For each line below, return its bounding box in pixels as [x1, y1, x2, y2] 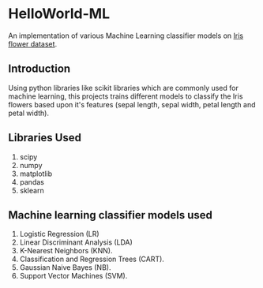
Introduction [8, 62, 71, 76]
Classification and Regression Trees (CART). [19, 254, 164, 264]
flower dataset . [8, 39, 58, 48]
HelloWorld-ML [8, 5, 111, 23]
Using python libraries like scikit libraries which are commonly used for [8, 83, 239, 92]
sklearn [19, 185, 45, 195]
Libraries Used [8, 131, 81, 144]
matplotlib [19, 169, 53, 178]
